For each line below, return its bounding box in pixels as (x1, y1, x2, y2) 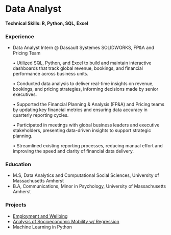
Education (5, 161, 32, 168)
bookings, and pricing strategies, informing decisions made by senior (12, 86, 159, 92)
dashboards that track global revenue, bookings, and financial (12, 65, 143, 71)
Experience (5, 33, 34, 40)
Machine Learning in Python (12, 224, 72, 230)
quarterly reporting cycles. (12, 112, 69, 118)
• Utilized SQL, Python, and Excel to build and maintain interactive (12, 60, 152, 66)
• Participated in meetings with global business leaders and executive (12, 122, 160, 128)
